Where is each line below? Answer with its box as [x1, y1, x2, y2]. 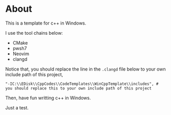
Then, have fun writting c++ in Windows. [5, 95, 91, 101]
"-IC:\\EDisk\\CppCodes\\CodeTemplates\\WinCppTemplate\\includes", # [5, 81, 159, 86]
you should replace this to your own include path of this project [5, 85, 152, 91]
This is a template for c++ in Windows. [5, 20, 87, 26]
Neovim [12, 51, 30, 57]
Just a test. [5, 104, 29, 110]
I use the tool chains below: [5, 30, 63, 36]
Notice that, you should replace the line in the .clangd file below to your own [5, 66, 166, 72]
